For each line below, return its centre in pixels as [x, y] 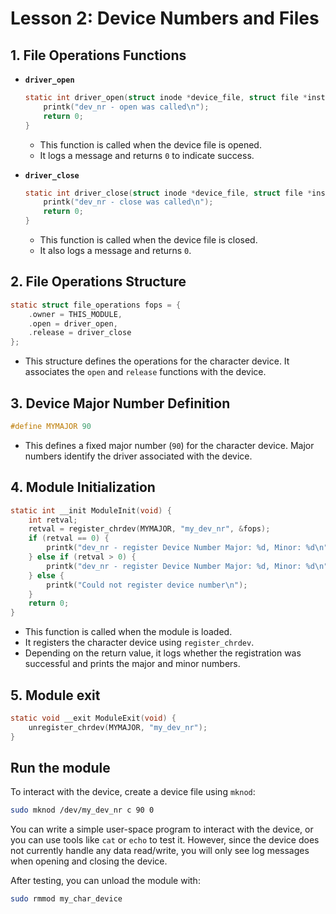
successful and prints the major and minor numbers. [132, 664]
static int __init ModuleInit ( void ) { [91, 510]
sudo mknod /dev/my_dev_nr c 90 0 [82, 810]
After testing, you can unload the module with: [105, 881]
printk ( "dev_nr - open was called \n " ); [126, 107]
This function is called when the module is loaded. [128, 632]
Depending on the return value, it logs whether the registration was [163, 653]
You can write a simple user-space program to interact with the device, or [162, 829]
